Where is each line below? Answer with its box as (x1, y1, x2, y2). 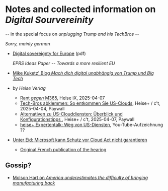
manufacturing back (12, 180, 55, 186)
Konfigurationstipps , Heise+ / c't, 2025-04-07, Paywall (20, 116, 135, 122)
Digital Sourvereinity (5, 14, 94, 26)
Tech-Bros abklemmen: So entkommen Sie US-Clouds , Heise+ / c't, (20, 100, 160, 106)
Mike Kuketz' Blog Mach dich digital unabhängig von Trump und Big (12, 70, 154, 76)
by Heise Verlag (12, 85, 46, 91)
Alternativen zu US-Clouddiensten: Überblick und (20, 111, 123, 117)
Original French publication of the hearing (20, 146, 107, 152)
